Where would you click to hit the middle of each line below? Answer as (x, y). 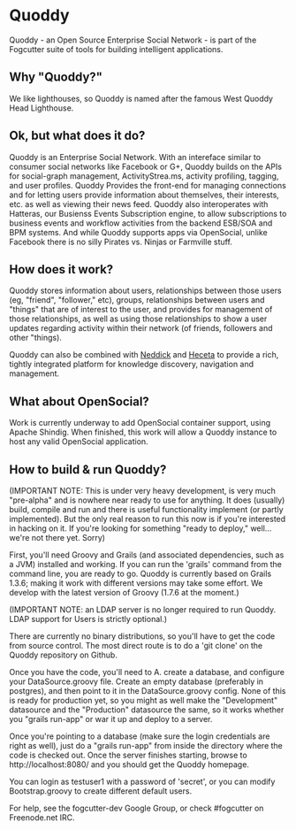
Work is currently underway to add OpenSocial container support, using (140, 423)
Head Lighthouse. (42, 108)
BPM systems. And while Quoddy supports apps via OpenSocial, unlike (138, 232)
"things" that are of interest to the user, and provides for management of (141, 310)
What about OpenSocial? (80, 401)
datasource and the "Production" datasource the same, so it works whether (147, 710)
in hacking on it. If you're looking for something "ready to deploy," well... (140, 528)
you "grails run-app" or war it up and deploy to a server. (111, 719)
